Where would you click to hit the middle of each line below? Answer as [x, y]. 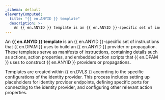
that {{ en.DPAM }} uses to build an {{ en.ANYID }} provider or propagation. [81, 47]
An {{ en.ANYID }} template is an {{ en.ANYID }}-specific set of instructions [82, 41]
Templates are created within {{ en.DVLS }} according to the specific [74, 72]
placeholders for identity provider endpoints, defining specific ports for [77, 82]
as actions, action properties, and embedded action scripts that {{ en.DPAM [82, 57]
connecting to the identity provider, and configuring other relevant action [79, 87]
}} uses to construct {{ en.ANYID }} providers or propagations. [68, 62]
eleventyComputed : [24, 14]
